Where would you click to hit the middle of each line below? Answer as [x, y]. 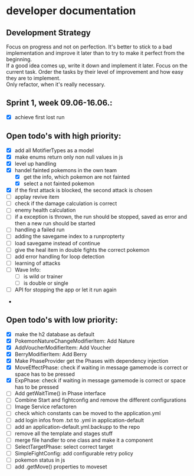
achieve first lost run [40, 117]
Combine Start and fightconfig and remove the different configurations [101, 400]
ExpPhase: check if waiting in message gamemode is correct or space [100, 380]
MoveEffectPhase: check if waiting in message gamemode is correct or [101, 367]
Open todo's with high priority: [64, 136]
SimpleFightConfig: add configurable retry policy [74, 453]
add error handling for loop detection [60, 256]
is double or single [46, 283]
